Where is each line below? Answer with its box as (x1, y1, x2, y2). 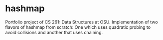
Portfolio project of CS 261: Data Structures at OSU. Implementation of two (5, 19, 158, 25)
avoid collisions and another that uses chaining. (5, 29, 103, 35)
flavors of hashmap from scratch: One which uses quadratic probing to (5, 24, 151, 30)
